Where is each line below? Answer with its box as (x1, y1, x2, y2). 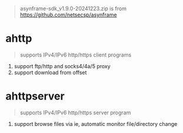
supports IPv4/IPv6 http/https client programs (19, 51, 132, 58)
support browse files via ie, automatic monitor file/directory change (14, 120, 178, 127)
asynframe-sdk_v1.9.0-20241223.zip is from (19, 5, 127, 12)
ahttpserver (5, 89, 65, 103)
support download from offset (14, 69, 87, 76)
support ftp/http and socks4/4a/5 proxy (14, 62, 111, 69)
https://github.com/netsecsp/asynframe (19, 11, 117, 18)
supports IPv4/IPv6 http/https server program (19, 109, 131, 116)
